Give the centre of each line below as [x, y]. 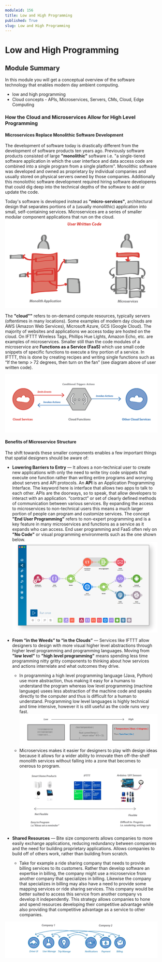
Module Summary [32, 68]
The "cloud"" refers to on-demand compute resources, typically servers [78, 316]
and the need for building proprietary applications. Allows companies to [83, 849]
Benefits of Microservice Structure [41, 442]
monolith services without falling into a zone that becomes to [80, 760]
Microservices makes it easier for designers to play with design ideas [88, 750]
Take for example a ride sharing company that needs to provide [82, 863]
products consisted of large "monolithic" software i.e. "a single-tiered [75, 156]
